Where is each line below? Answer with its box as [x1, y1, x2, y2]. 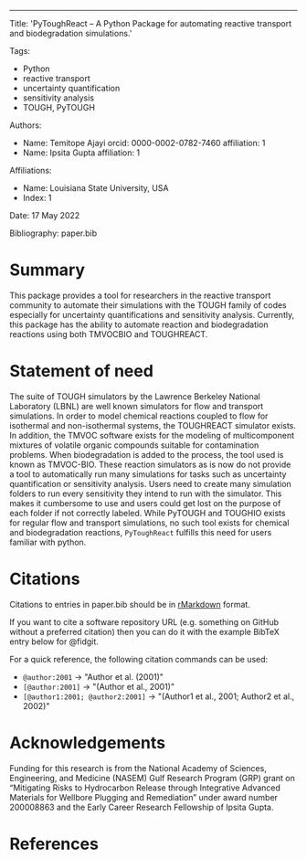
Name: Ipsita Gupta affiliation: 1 [22, 147, 140, 158]
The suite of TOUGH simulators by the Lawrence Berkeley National [9, 390, 260, 402]
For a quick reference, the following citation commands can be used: [9, 653, 269, 664]
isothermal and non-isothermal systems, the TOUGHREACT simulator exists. [9, 419, 297, 430]
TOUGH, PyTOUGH [22, 102, 96, 112]
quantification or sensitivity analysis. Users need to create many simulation [9, 478, 292, 489]
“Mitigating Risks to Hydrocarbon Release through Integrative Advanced [9, 782, 281, 793]
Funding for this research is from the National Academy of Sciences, [9, 762, 267, 773]
